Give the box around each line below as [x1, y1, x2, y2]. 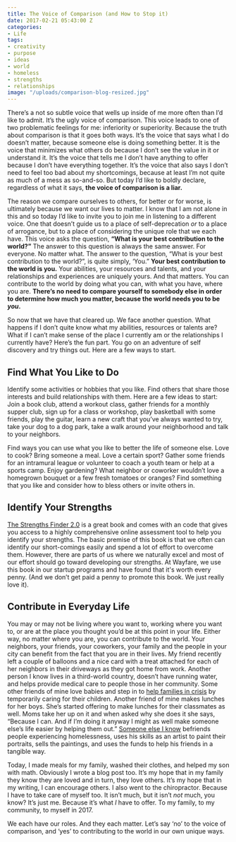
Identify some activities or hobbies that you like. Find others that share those [7, 385, 230, 393]
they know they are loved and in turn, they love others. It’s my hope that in [7, 776, 222, 784]
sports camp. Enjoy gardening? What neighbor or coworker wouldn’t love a [7, 466, 225, 474]
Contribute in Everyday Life [7, 601, 130, 613]
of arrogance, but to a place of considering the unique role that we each [7, 227, 217, 236]
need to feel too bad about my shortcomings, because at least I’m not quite [7, 169, 225, 177]
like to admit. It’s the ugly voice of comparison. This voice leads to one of [7, 116, 220, 124]
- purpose [7, 50, 37, 57]
